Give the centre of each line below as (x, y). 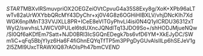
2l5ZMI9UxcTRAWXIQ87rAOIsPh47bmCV (58, 47)
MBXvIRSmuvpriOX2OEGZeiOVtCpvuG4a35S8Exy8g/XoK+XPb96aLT (109, 9)
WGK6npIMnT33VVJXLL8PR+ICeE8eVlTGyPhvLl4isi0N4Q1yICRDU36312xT (100, 21)
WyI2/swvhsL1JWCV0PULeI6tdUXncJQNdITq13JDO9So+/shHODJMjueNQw (102, 28)
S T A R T (15, 9)
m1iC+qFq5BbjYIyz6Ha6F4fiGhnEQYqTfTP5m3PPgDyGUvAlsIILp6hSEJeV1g (101, 41)
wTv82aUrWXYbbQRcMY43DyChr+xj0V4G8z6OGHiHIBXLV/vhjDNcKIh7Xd (99, 15)
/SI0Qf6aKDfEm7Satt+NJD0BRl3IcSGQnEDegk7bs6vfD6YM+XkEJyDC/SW (100, 34)
